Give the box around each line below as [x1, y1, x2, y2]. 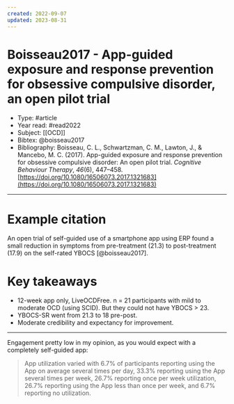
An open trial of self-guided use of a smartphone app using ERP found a [7, 234, 214, 243]
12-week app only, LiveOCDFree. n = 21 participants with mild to [17, 296, 201, 305]
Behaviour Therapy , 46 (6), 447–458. [17, 165, 123, 174]
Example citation [7, 211, 107, 227]
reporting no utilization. [24, 389, 92, 397]
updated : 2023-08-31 [7, 17, 68, 24]
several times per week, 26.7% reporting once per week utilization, [24, 374, 217, 382]
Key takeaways [7, 273, 97, 289]
